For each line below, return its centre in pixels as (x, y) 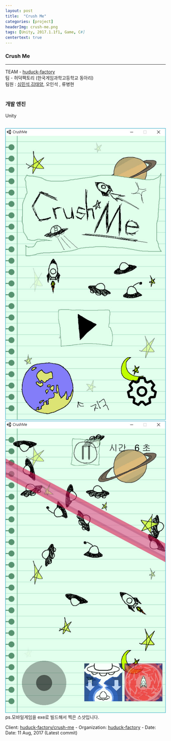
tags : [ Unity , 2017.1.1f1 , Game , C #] (45, 32)
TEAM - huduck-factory (30, 72)
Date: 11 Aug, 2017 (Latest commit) (41, 733)
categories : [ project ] (29, 21)
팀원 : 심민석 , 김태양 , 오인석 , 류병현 (40, 84)
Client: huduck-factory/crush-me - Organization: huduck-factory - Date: (81, 727)
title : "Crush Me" (26, 16)
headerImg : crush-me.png (32, 27)
